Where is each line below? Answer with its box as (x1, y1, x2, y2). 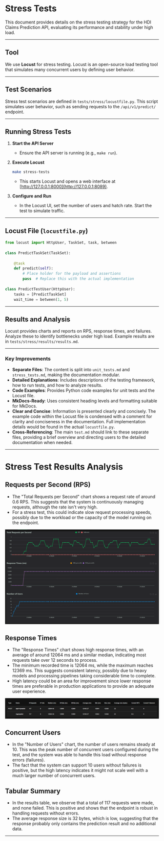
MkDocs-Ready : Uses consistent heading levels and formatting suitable (12, 398, 158, 404)
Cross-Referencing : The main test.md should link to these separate (12, 429, 149, 435)
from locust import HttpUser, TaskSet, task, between (5, 240, 117, 245)
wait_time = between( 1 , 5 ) (14, 297, 69, 302)
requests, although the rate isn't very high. (12, 504, 98, 510)
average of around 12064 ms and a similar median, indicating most (12, 652, 146, 658)
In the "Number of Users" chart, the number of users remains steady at (12, 742, 155, 747)
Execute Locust (12, 160, 45, 166)
